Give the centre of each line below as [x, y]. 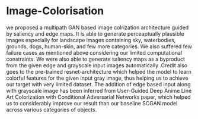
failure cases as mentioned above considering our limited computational [94, 52]
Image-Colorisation [55, 11]
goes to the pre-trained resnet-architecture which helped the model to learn [99, 71]
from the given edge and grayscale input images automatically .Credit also [97, 65]
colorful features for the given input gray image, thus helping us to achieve [97, 78]
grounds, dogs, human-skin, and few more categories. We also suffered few [99, 46]
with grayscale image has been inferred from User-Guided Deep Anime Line [99, 90]
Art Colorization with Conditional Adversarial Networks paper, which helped [98, 97]
